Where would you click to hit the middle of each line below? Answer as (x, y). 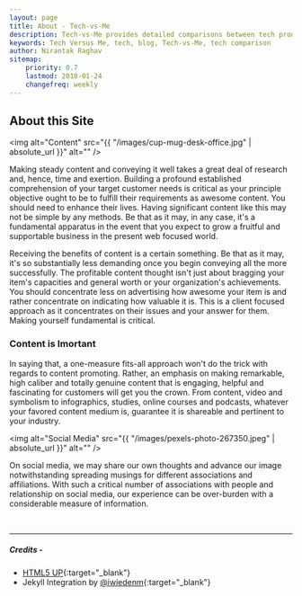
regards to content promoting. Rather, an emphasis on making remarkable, (147, 373)
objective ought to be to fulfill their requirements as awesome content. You (147, 198)
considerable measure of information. (79, 503)
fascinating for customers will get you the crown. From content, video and (146, 392)
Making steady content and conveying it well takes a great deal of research (148, 169)
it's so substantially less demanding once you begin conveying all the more (148, 263)
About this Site (52, 121)
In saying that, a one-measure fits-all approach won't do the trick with (138, 363)
